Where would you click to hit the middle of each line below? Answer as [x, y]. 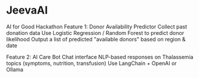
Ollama [15, 69]
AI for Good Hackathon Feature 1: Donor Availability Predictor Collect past [97, 27]
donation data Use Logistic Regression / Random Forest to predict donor [95, 32]
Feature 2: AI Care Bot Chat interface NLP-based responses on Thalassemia [100, 57]
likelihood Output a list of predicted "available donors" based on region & [96, 39]
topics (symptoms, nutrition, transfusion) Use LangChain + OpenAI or [92, 63]
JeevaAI [27, 10]
